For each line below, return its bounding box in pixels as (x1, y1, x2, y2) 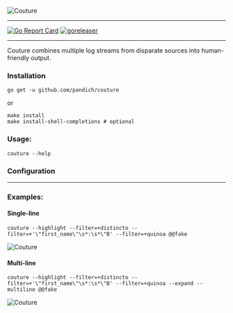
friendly (7, 54, 30, 62)
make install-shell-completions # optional (7, 118, 135, 125)
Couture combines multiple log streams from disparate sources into (7, 46, 200, 55)
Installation (7, 71, 46, 80)
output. (31, 54, 51, 62)
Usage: (7, 134, 33, 144)
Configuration (7, 166, 55, 176)
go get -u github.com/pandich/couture (7, 87, 119, 93)
